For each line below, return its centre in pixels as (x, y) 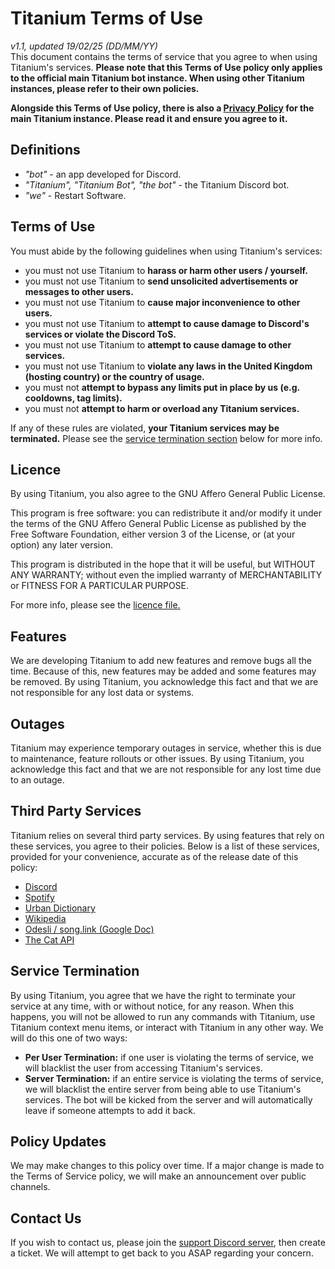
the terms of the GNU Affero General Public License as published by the (158, 524)
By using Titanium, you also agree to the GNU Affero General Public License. (168, 494)
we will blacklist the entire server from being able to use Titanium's (163, 1089)
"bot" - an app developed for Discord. (103, 174)
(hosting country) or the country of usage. (114, 376)
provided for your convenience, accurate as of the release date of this (154, 856)
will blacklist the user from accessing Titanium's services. (143, 1068)
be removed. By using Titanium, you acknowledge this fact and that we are (164, 682)
